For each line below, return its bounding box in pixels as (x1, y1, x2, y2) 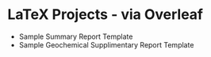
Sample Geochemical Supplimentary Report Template (18, 40, 194, 49)
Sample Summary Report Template (18, 32, 133, 41)
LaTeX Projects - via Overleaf (7, 6, 204, 24)
